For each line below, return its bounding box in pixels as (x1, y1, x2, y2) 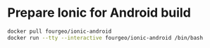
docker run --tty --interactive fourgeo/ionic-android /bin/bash (7, 34, 203, 41)
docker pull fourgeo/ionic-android (7, 28, 112, 35)
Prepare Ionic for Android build (7, 5, 192, 21)
